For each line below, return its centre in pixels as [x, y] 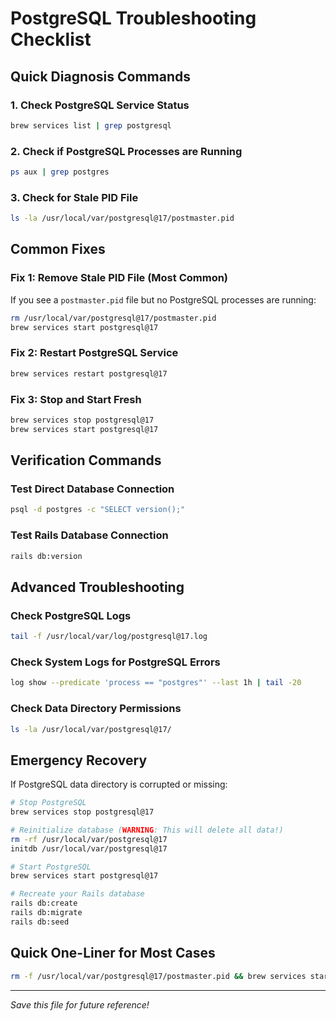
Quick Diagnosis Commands [101, 76]
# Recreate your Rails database [77, 894]
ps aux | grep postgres [60, 172]
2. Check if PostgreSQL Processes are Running [126, 151]
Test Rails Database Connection [89, 535]
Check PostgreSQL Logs [71, 615]
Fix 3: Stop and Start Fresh [76, 399]
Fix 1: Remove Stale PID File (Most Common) [119, 278]
